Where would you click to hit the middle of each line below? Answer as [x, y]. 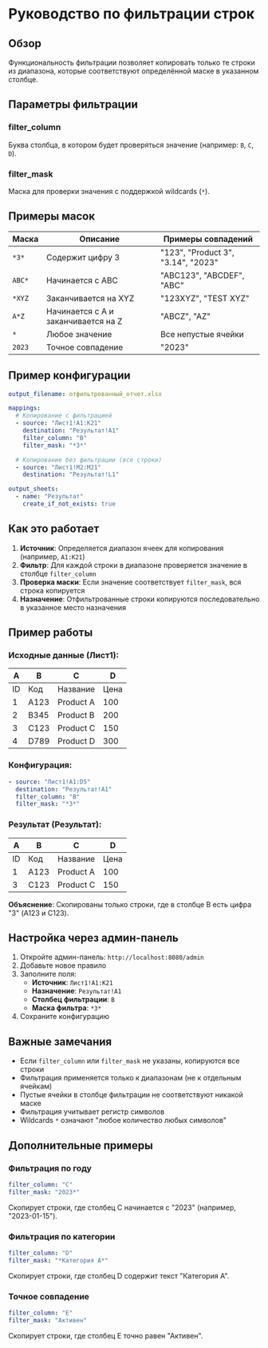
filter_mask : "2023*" [44, 1192]
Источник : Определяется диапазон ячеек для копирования [122, 548]
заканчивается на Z [85, 321]
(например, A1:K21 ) [52, 557]
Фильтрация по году [50, 1168]
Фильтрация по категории [62, 1236]
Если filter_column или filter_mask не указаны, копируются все [130, 1061]
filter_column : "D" [41, 1253]
